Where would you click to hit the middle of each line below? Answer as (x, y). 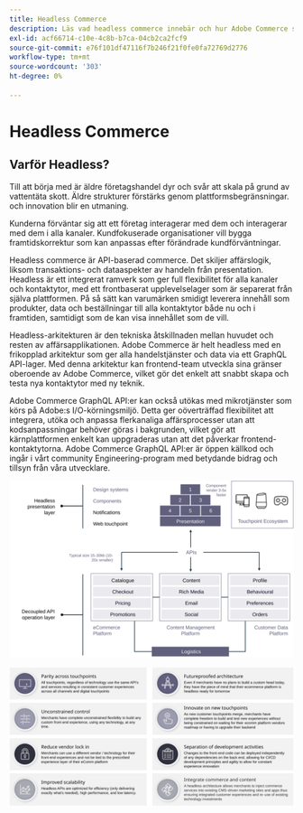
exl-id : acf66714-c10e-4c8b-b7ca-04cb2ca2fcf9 (98, 38)
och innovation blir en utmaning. (69, 206)
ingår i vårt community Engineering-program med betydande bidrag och (143, 458)
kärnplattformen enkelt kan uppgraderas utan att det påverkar (124, 439)
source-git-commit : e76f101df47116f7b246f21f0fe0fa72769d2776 (129, 48)
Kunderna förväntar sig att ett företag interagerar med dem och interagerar (148, 223)
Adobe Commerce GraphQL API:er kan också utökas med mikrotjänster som (151, 400)
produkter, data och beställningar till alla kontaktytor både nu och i (133, 308)
